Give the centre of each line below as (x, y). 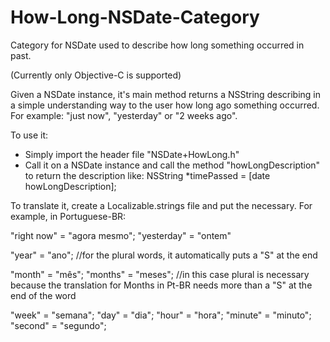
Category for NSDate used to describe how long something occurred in (157, 45)
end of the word (43, 295)
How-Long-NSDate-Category (135, 17)
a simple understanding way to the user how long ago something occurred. (165, 105)
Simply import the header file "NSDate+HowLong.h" (132, 154)
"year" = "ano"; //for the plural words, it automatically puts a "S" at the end (164, 255)
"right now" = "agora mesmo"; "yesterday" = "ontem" (121, 235)
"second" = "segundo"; (58, 325)
